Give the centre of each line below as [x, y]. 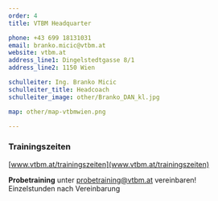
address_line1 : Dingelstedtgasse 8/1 [72, 60]
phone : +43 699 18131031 [50, 38]
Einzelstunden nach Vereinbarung [64, 188]
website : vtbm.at [37, 53]
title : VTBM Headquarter [50, 23]
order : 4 [23, 16]
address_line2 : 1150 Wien [51, 68]
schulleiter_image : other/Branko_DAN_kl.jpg [84, 97]
